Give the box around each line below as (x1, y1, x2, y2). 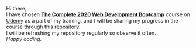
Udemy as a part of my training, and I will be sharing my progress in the (6, 17, 178, 24)
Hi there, (6, 5, 27, 12)
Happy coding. (6, 36, 42, 42)
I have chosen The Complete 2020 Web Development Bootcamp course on (6, 11, 190, 18)
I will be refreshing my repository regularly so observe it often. (6, 29, 156, 36)
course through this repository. (6, 23, 81, 30)
